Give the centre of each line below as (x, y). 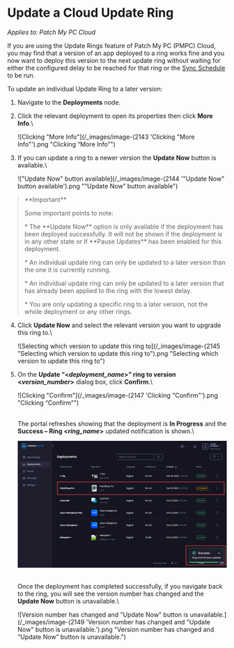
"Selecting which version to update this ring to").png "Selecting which (118, 353)
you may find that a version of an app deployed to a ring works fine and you (116, 53)
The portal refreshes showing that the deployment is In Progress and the (122, 423)
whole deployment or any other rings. (78, 311)
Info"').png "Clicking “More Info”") (67, 144)
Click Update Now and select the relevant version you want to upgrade (119, 325)
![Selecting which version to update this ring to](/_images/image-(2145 (119, 346)
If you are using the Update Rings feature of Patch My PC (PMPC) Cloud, (111, 45)
